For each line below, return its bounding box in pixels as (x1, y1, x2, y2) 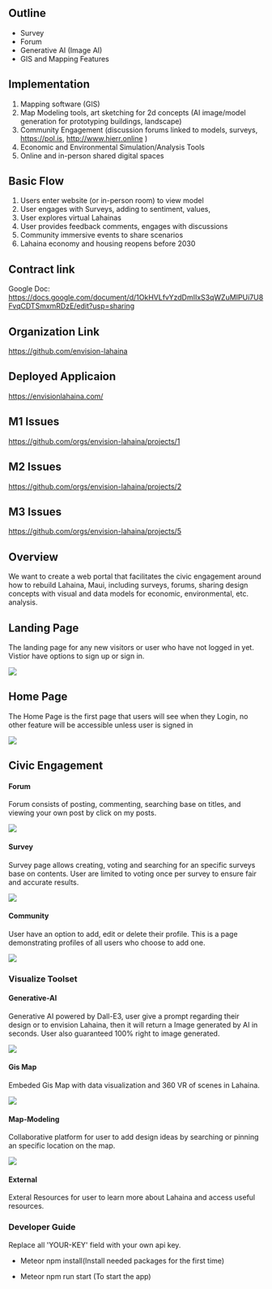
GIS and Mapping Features (19, 54, 109, 63)
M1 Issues (8, 415, 60, 429)
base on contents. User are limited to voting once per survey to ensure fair (8, 869, 257, 878)
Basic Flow (8, 175, 65, 188)
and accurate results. (8, 877, 79, 887)
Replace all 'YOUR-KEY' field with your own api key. (8, 1239, 181, 1249)
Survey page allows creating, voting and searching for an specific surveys (8, 860, 256, 869)
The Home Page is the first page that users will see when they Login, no (8, 711, 249, 721)
